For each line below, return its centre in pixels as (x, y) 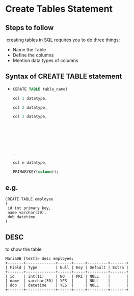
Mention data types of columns (45, 61)
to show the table (23, 249)
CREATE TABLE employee (29, 199)
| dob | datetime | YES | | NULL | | (67, 285)
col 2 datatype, (30, 107)
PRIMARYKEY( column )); (35, 172)
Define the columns (33, 55)
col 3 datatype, (30, 117)
